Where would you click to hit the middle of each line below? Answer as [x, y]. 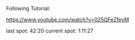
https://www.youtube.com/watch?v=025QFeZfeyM [67, 19]
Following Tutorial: [28, 8]
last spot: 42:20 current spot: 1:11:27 [50, 31]
